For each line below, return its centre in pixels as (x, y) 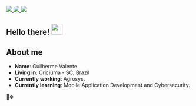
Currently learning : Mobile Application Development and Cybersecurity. (102, 85)
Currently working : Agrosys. (50, 79)
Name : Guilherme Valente (46, 67)
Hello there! (28, 32)
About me (24, 52)
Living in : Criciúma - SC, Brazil (52, 72)
